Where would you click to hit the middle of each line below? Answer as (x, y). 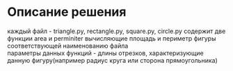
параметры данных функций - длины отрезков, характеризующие (105, 53)
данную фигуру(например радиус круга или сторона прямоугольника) (112, 60)
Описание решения (67, 12)
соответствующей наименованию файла (68, 45)
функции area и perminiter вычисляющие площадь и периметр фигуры (112, 38)
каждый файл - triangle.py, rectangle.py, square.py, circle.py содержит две (116, 31)
